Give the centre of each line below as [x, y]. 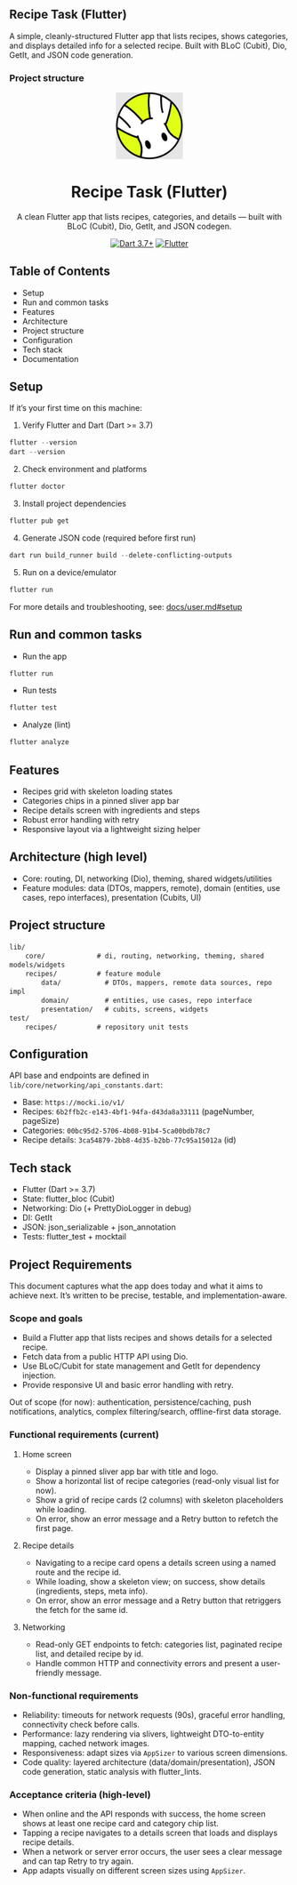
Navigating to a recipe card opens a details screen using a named [156, 1562]
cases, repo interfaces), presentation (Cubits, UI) [112, 897]
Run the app [44, 656]
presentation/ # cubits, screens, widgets [125, 1009]
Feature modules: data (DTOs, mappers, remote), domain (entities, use [151, 887]
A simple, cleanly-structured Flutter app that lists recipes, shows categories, [149, 36]
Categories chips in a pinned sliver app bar [100, 800]
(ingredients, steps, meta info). [92, 1591]
